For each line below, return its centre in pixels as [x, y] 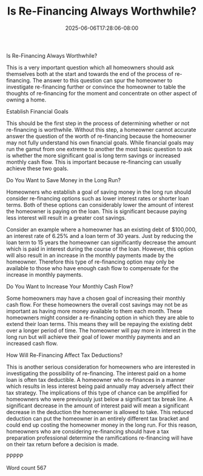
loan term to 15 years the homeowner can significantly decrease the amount [101, 242]
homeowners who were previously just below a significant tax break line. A [100, 399]
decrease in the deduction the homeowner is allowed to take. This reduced [100, 412]
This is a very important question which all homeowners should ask [90, 67]
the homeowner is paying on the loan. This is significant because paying [97, 211]
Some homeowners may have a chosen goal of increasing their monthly [96, 298]
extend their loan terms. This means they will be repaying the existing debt [99, 324]
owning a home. [26, 100]
